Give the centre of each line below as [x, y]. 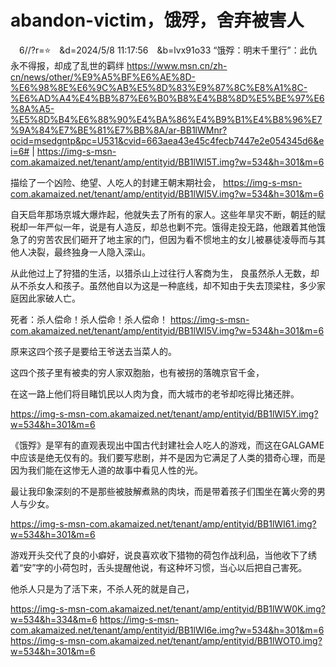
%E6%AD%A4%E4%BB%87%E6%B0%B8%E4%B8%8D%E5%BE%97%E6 [167, 98]
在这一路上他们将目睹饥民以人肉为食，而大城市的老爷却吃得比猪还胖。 [155, 393]
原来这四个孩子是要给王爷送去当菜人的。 [93, 351]
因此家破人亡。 [49, 298]
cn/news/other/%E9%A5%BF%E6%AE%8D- [103, 77]
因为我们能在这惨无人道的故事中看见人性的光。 [106, 470]
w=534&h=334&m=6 [54, 619]
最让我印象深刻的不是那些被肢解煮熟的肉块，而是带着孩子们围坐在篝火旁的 [163, 491]
